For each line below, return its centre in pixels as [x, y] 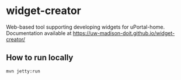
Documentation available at [39, 33]
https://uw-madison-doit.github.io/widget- [124, 33]
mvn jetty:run [23, 71]
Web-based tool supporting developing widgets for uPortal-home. [86, 27]
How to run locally [40, 58]
